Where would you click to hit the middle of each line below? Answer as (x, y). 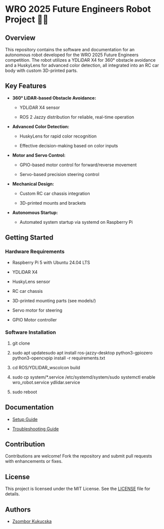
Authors (18, 510)
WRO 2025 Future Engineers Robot (78, 9)
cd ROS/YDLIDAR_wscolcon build (46, 367)
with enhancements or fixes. (34, 461)
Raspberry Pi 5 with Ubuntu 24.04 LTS (51, 262)
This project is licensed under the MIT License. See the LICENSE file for (78, 489)
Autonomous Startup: (35, 212)
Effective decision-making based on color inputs (69, 145)
